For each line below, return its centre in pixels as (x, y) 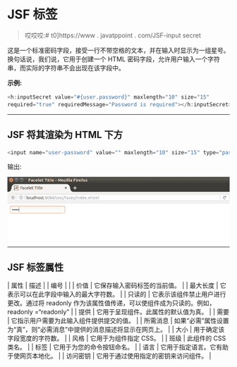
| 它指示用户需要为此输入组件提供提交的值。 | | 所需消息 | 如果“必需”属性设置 (118, 321)
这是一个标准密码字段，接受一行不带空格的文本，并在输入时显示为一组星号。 (119, 50)
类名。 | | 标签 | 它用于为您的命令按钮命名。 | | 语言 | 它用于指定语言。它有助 (118, 347)
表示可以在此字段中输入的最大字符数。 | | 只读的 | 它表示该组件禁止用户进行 (117, 294)
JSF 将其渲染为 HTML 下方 (65, 135)
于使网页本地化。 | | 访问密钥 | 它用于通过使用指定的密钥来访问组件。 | (109, 356)
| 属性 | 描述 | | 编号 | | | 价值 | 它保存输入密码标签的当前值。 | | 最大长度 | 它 (117, 285)
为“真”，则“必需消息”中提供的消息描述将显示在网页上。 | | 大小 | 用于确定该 (116, 330)
